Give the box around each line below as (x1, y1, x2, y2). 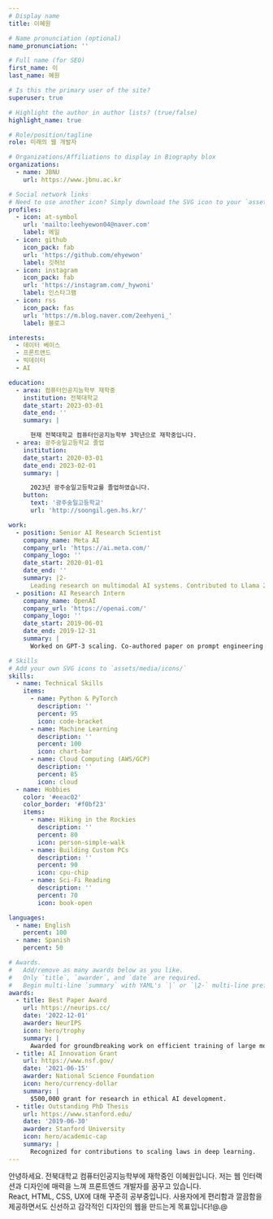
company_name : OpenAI (23, 596, 96, 605)
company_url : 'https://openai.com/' (23, 604, 148, 613)
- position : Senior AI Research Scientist (15, 528, 162, 537)
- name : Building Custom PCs (29, 845, 129, 854)
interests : (8, 334, 45, 342)
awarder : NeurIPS (23, 1019, 82, 1027)
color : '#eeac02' (23, 793, 82, 802)
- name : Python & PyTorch (29, 695, 118, 703)
